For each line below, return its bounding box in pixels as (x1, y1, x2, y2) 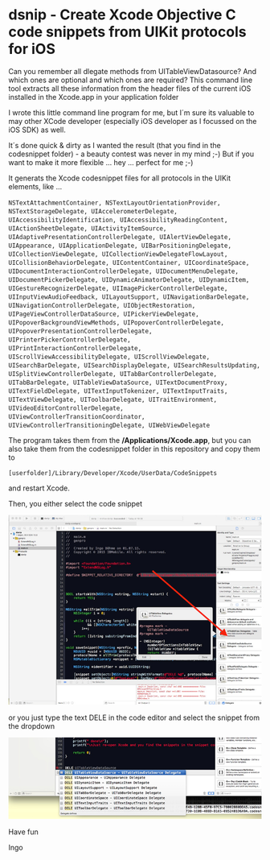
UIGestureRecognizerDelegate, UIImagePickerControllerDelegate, (8, 284, 228, 292)
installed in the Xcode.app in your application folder (8, 92, 179, 101)
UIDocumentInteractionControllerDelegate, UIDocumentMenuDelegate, (8, 267, 239, 275)
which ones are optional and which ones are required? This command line (8, 75, 253, 85)
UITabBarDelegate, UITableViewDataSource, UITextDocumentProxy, (8, 378, 228, 387)
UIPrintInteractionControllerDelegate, (8, 344, 142, 352)
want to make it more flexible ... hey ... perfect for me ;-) (8, 157, 194, 167)
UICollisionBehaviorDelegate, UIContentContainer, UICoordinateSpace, (8, 258, 250, 267)
